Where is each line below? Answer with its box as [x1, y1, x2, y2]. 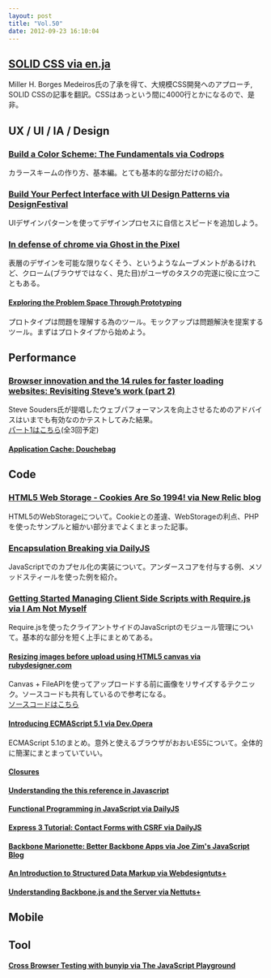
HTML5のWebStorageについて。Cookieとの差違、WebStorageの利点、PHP [8, 511, 259, 521]
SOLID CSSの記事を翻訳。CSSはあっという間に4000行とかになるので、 [8, 90, 248, 100]
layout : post [8, 11, 53, 20]
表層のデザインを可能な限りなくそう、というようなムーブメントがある [8, 258, 243, 268]
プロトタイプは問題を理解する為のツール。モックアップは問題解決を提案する [8, 317, 264, 326]
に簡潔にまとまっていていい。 [8, 748, 108, 757]
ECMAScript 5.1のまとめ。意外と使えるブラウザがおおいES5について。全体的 [8, 738, 263, 748]
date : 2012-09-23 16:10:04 [8, 27, 100, 35]
